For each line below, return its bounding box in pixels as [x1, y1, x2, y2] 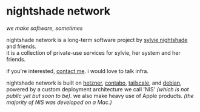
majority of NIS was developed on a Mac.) [6, 99, 112, 106]
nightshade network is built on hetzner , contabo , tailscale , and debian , [6, 79, 182, 86]
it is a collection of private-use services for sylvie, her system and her [6, 49, 181, 56]
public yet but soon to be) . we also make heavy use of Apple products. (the [6, 92, 194, 99]
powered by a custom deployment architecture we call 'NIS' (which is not [6, 85, 189, 93]
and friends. [6, 43, 37, 50]
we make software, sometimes [6, 24, 83, 32]
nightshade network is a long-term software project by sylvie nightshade [6, 36, 188, 43]
